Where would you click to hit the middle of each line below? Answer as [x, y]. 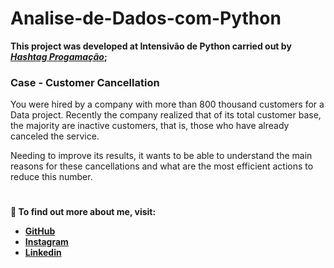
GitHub [40, 231]
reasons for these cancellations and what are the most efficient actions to [162, 166]
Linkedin [43, 253]
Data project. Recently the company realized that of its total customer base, [166, 115]
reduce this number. [51, 177]
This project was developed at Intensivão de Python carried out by [151, 46]
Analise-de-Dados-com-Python [146, 18]
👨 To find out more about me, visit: [83, 212]
